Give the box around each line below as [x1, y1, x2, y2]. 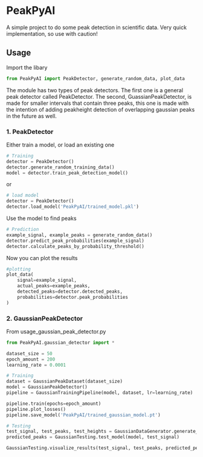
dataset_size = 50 [6, 350, 53, 356]
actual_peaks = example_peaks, [17, 283, 91, 289]
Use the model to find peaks [6, 215, 77, 222]
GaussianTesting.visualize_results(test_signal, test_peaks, [6, 445, 164, 452]
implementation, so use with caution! [6, 30, 98, 37]
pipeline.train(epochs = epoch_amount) [6, 401, 101, 407]
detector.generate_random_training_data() [6, 164, 115, 170]
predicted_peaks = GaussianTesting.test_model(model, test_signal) [6, 434, 180, 440]
